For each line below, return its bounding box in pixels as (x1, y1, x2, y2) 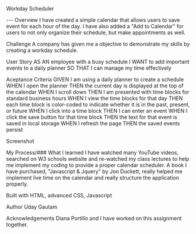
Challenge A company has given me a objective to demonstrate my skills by (6, 41, 190, 47)
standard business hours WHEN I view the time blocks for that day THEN (6, 95, 183, 102)
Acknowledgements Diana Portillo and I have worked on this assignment (6, 215, 182, 222)
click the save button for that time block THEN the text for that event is (6, 113, 178, 121)
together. (6, 221, 28, 228)
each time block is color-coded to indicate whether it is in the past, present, (6, 101, 190, 108)
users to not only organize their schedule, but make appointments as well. (6, 29, 186, 36)
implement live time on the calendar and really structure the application (6, 174, 179, 181)
